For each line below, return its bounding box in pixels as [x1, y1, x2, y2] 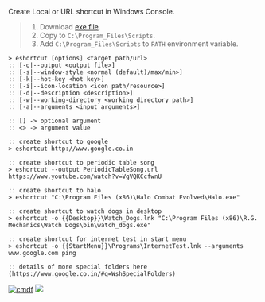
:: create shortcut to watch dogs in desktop [8, 207, 162, 215]
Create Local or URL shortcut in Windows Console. [8, 7, 175, 16]
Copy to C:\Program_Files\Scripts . [39, 31, 155, 40]
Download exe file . [39, 22, 101, 31]
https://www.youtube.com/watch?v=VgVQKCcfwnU [8, 172, 162, 180]
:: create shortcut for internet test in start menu [8, 235, 187, 243]
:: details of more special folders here [8, 263, 148, 271]
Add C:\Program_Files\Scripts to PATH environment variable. [39, 39, 239, 48]
